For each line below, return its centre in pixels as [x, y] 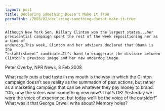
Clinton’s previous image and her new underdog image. [63, 58]
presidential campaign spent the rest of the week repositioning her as [82, 37]
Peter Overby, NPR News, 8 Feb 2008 [43, 68]
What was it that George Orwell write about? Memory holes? [66, 103]
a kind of [15, 41]
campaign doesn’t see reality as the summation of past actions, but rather [80, 82]
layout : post [19, 10]
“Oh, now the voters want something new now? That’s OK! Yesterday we [79, 93]
